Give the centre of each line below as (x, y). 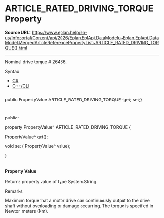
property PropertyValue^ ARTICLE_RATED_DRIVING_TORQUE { (68, 127)
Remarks (14, 191)
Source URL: (18, 32)
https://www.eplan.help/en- (60, 32)
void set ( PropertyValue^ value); (38, 146)
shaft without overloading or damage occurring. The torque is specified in (79, 206)
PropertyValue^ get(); (27, 137)
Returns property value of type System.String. (51, 182)
